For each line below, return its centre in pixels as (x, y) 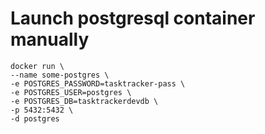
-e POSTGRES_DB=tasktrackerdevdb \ (84, 101)
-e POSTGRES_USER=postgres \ (71, 92)
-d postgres (35, 118)
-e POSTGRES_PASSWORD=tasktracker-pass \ (98, 83)
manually (50, 39)
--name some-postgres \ (60, 75)
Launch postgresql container (133, 18)
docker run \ (37, 66)
